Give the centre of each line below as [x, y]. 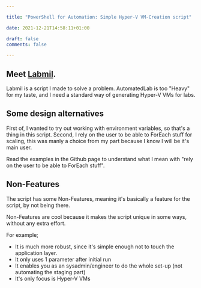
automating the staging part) [50, 272]
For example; [22, 234]
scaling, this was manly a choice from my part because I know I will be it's [98, 141]
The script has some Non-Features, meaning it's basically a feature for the [98, 198]
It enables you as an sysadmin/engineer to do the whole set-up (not [99, 266]
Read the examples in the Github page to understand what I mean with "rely [100, 159]
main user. [19, 147]
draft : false [22, 39]
